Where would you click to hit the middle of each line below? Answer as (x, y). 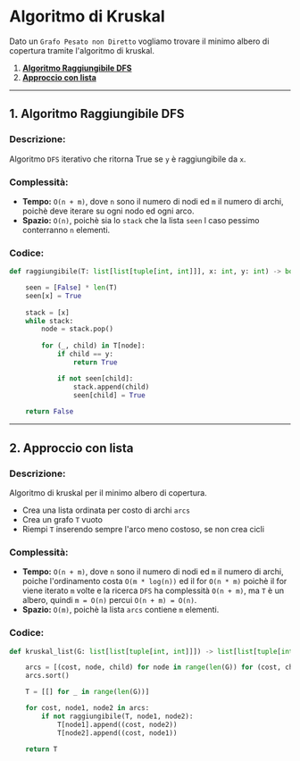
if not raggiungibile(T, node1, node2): (117, 716)
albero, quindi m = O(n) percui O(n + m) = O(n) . (109, 600)
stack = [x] (47, 313)
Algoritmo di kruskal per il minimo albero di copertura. (108, 492)
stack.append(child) (111, 387)
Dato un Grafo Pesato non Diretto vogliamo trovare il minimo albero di (139, 41)
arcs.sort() (47, 676)
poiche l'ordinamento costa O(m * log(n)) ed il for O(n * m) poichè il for (154, 581)
